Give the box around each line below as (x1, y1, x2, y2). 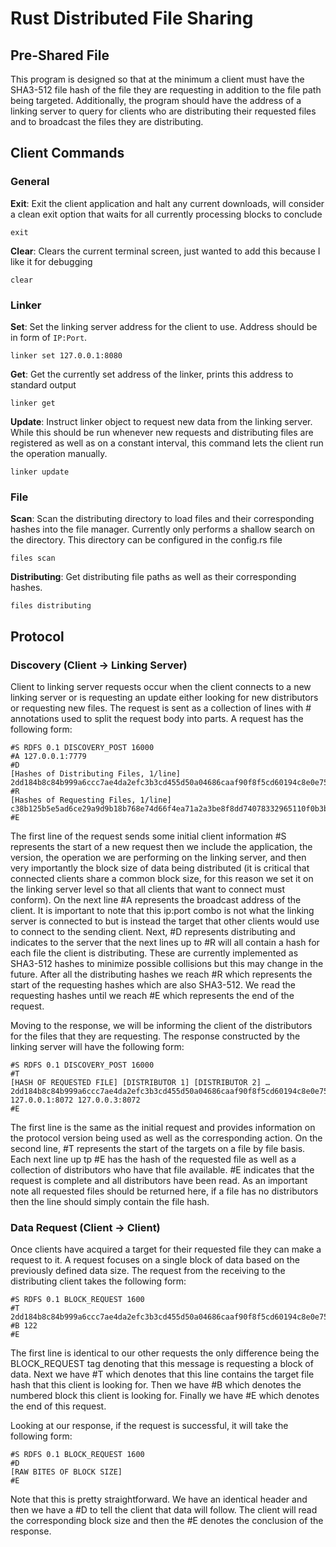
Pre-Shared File (10, 47, 110, 64)
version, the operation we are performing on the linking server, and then (10, 851, 307, 863)
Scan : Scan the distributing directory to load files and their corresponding (10, 513, 315, 525)
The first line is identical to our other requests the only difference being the (10, 1347, 320, 1359)
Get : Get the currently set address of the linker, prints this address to (10, 368, 294, 380)
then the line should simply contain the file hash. (10, 1195, 210, 1207)
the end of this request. (10, 1400, 107, 1412)
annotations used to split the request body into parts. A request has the (10, 712, 304, 724)
